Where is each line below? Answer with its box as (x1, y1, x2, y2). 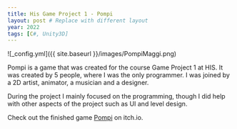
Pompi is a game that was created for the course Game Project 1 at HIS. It (7, 63, 223, 72)
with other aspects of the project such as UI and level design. (7, 100, 188, 108)
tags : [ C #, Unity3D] (7, 30, 69, 38)
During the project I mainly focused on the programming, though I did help (7, 92, 226, 101)
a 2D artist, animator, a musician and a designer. (7, 79, 149, 87)
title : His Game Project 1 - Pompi (7, 10, 114, 18)
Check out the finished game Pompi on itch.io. (7, 113, 143, 122)
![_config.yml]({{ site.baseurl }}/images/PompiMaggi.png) (7, 50, 177, 58)
